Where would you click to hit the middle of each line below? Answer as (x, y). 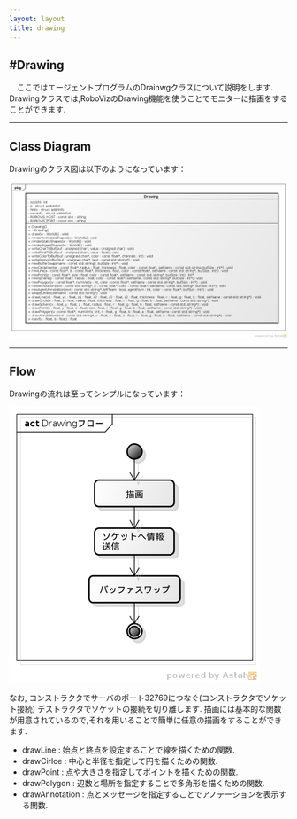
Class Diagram (50, 146)
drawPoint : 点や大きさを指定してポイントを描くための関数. (130, 772)
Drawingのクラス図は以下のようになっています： (98, 169)
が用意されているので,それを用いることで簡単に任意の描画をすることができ (146, 720)
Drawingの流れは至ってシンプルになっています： (98, 394)
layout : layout (37, 19)
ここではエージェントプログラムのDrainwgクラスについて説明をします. (145, 88)
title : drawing (37, 28)
